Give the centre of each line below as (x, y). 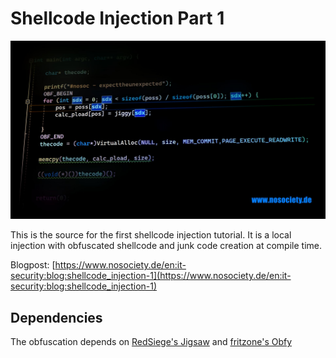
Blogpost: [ (33, 265)
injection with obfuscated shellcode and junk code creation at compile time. (166, 246)
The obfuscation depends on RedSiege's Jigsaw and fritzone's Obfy (151, 342)
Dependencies (56, 317)
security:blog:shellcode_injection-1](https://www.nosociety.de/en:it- (151, 276)
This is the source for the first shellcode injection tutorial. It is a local (151, 235)
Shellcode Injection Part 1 (117, 18)
